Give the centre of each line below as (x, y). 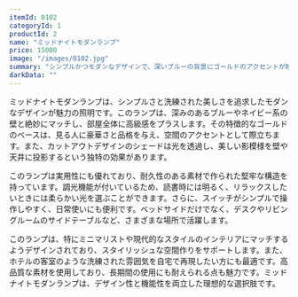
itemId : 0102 (33, 17)
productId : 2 (33, 34)
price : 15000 (33, 51)
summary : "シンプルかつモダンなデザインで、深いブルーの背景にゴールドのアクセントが (148, 67)
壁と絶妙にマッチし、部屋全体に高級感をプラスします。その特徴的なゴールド (149, 123)
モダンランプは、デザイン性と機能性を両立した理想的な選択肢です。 (157, 283)
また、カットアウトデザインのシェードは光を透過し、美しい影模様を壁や (156, 145)
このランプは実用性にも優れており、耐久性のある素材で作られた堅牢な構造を (149, 176)
